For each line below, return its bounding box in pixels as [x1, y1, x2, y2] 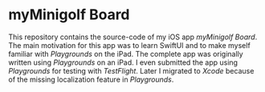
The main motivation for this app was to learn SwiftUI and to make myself [8, 40, 251, 50]
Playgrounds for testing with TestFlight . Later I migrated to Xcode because [8, 66, 255, 75]
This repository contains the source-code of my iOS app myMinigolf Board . [8, 32, 258, 42]
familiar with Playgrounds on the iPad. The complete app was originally [8, 49, 243, 58]
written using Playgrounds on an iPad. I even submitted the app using [8, 58, 238, 67]
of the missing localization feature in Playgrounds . [8, 74, 174, 84]
